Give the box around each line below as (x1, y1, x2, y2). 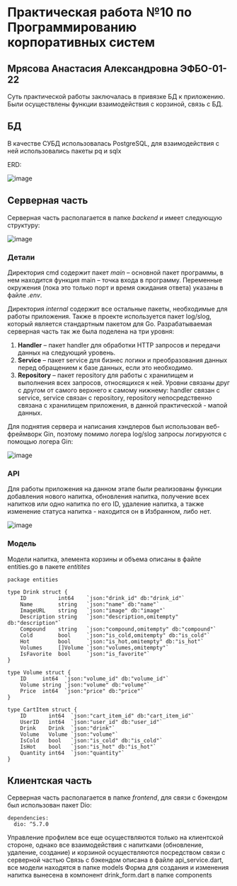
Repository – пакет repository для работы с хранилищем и (17, 371, 194, 379)
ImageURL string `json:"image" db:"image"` (20, 606, 166, 614)
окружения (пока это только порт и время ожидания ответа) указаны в (7, 283, 224, 292)
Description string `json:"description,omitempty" (20, 613, 179, 620)
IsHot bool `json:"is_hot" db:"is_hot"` (20, 743, 157, 750)
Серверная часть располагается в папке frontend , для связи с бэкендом (7, 793, 228, 802)
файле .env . (7, 291, 42, 299)
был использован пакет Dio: (7, 801, 92, 810)
